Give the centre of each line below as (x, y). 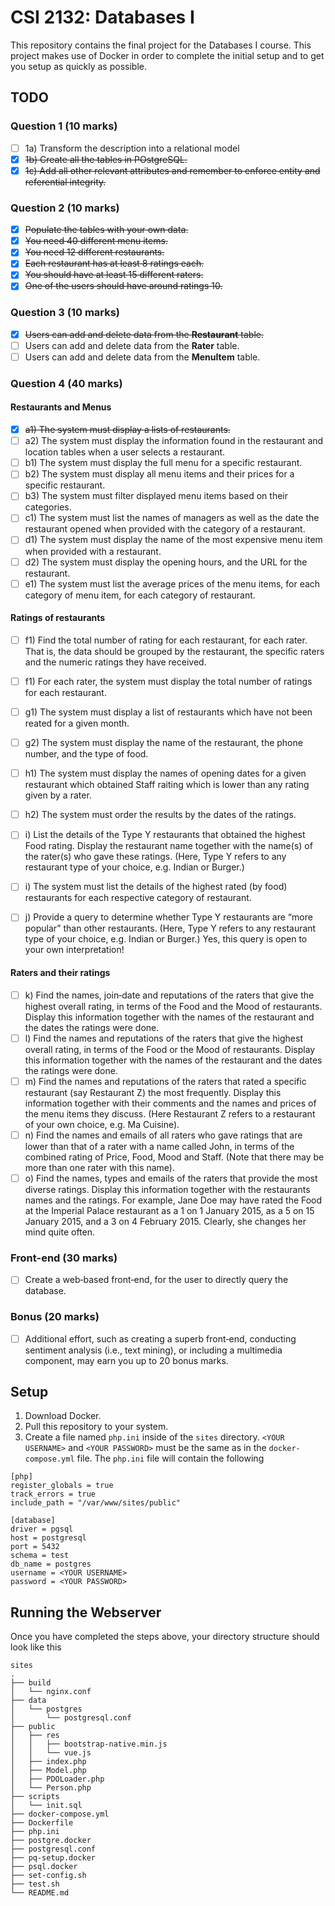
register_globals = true (62, 1486)
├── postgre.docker (51, 1841)
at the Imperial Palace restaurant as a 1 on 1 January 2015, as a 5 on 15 (169, 1210)
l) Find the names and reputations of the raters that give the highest (164, 1038)
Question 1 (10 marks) (64, 126)
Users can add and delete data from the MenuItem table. (142, 357)
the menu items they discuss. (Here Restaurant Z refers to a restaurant (170, 1113)
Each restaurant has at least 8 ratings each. (114, 263)
